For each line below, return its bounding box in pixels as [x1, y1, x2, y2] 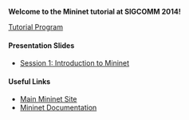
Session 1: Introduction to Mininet [19, 58, 130, 68]
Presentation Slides [8, 40, 75, 50]
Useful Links [8, 76, 51, 86]
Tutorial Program [8, 22, 64, 31]
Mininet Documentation [19, 103, 97, 113]
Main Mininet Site [19, 94, 77, 104]
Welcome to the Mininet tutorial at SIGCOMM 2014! [8, 7, 181, 16]
